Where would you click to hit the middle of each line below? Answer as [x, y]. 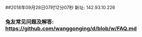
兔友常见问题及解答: [30, 22]
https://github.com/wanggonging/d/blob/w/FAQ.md [71, 28]
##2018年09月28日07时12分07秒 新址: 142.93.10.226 [60, 7]
